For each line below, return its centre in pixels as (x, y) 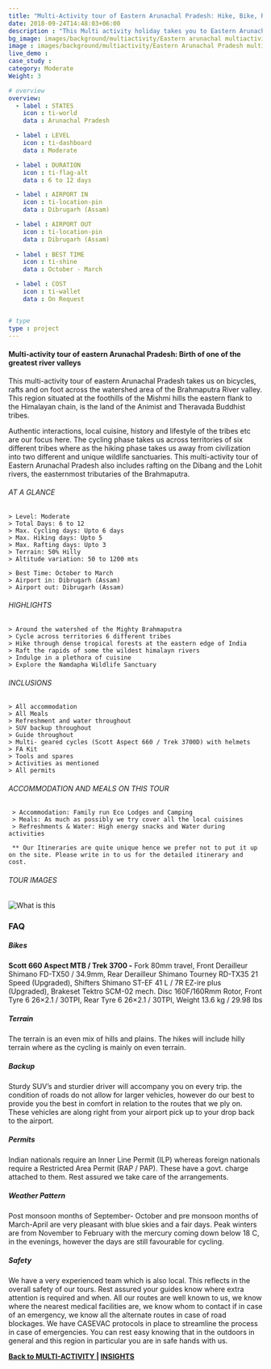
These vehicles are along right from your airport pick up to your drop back (132, 1113)
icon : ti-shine (50, 262)
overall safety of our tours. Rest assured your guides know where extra (126, 1289)
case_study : (30, 61)
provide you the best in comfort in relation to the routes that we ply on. (125, 1104)
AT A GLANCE (32, 492)
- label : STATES (45, 106)
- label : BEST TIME (50, 254)
